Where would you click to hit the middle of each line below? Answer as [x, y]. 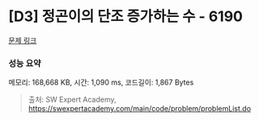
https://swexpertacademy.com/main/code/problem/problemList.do [140, 109]
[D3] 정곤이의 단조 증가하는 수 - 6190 [125, 17]
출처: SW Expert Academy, [72, 100]
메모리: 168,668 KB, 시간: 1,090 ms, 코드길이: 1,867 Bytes [101, 82]
